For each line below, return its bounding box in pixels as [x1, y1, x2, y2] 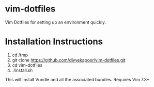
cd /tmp [12, 52, 28, 58]
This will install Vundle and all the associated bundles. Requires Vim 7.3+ [5, 76, 150, 82]
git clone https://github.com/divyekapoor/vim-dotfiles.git [12, 57, 126, 63]
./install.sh [12, 67, 33, 73]
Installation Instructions [5, 36, 103, 47]
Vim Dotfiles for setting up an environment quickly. [5, 19, 106, 25]
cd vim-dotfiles [12, 62, 43, 68]
